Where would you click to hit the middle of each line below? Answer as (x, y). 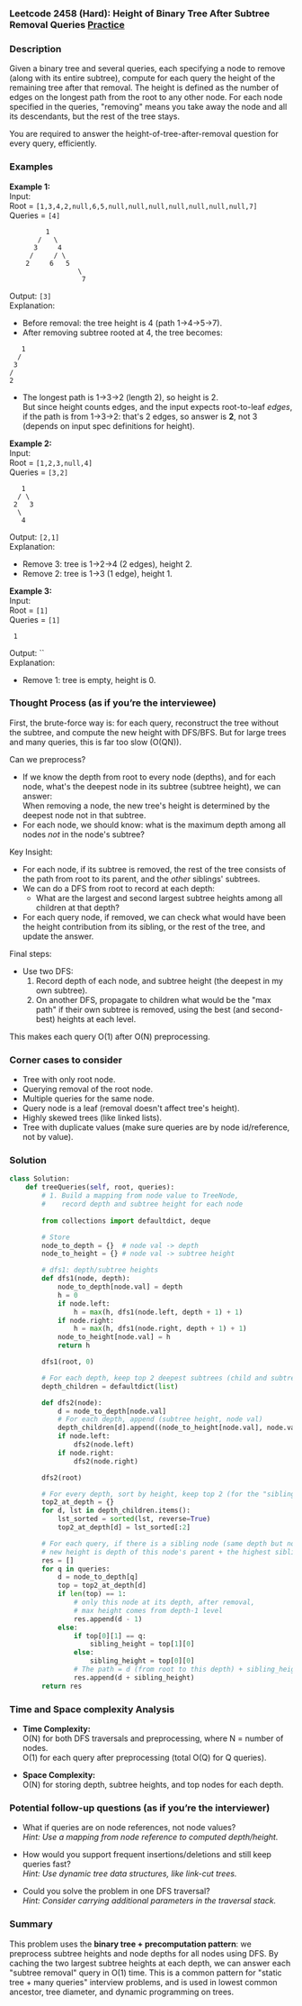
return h (74, 1345)
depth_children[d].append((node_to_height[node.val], (160, 1428)
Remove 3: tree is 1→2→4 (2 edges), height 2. (107, 564)
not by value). (48, 1137)
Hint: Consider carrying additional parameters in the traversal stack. (149, 1901)
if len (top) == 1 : (92, 1594)
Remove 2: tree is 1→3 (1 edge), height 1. (97, 573)
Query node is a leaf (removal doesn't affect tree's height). (131, 1108)
